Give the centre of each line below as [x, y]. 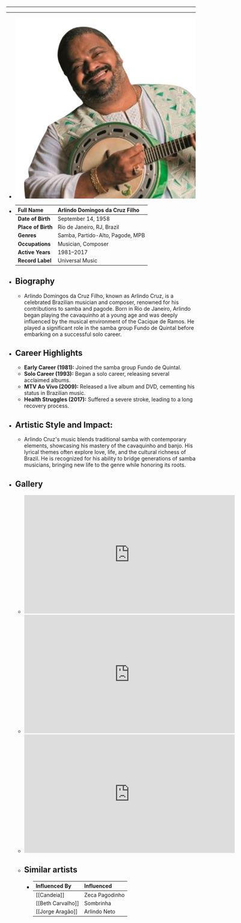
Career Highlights [49, 353]
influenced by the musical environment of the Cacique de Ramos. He [109, 321]
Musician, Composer [83, 244]
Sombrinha [97, 903]
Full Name [31, 210]
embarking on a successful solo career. [73, 334]
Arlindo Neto [99, 912]
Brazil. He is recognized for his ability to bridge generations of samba [110, 459]
